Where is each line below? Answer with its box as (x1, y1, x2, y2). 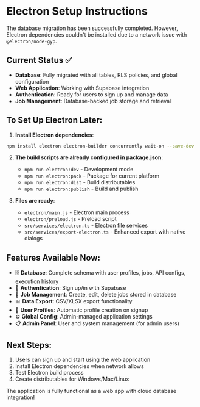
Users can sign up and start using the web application (15, 356, 151, 364)
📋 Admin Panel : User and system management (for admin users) (15, 320, 179, 327)
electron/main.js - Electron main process (24, 209, 129, 216)
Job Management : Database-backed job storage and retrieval (15, 97, 171, 104)
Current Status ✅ (6, 55, 72, 65)
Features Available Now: (6, 252, 100, 263)
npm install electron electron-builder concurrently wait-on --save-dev (6, 143, 195, 149)
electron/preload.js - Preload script (24, 215, 117, 223)
